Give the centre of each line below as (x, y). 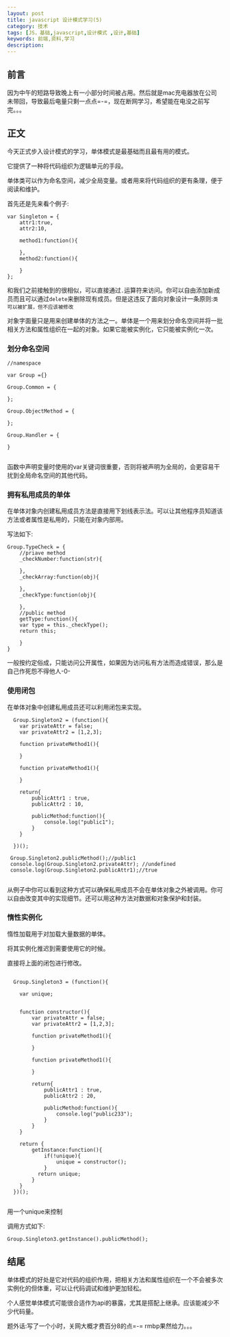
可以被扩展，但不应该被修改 (40, 307)
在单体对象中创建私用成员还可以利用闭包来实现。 (76, 707)
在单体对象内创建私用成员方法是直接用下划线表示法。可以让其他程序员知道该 (115, 511)
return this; (38, 631)
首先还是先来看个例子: (38, 204)
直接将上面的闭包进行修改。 (46, 963)
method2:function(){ (49, 258)
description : (26, 45)
